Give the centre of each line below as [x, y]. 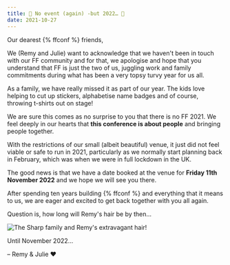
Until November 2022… [40, 241]
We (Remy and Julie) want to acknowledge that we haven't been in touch [111, 53]
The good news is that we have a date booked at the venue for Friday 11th [112, 173]
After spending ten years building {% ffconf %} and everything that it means [115, 193]
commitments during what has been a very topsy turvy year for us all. [106, 75]
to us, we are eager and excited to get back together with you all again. [108, 200]
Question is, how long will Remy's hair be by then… [80, 214]
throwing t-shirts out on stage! [50, 103]
